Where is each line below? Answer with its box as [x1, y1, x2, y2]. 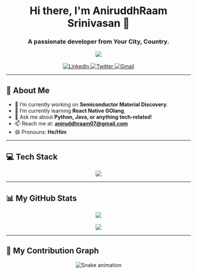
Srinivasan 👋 [67, 16, 130, 30]
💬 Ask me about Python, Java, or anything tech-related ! [14, 113, 152, 121]
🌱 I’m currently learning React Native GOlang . [14, 107, 126, 114]
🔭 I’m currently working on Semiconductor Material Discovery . [14, 101, 168, 108]
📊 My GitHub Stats [6, 193, 77, 203]
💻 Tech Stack [6, 151, 58, 162]
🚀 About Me [6, 85, 50, 95]
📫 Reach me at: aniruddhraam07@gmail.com [14, 120, 128, 127]
